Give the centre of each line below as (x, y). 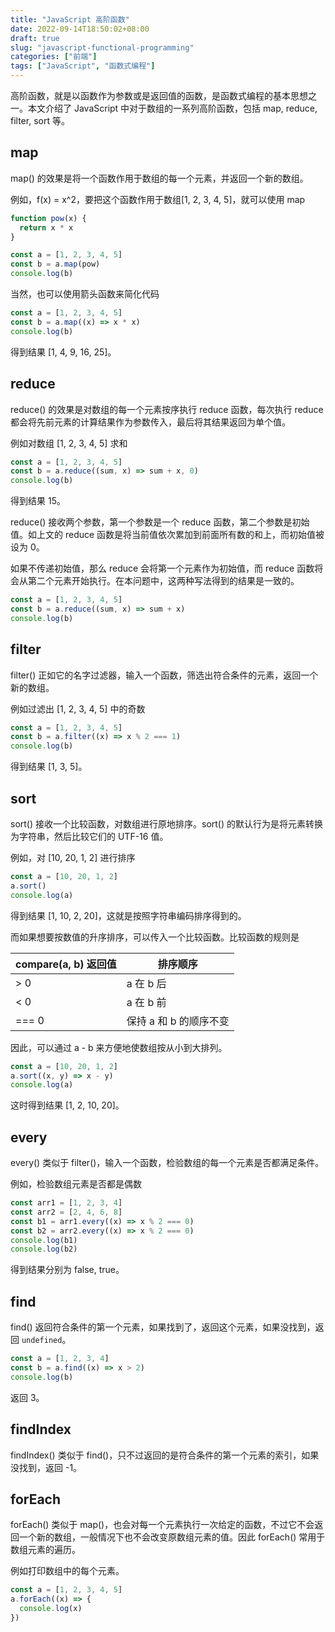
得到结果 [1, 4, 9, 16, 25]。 (63, 352)
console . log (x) (51, 1609)
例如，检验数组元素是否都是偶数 (76, 1184)
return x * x (46, 227)
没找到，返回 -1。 (46, 1467)
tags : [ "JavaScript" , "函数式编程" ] (83, 66)
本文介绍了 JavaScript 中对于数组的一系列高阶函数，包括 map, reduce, (172, 108)
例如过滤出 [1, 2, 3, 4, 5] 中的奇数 (78, 708)
